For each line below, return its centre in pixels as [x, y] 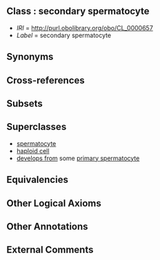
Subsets [24, 104]
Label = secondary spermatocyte [64, 35]
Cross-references [46, 80]
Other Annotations [47, 226]
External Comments [50, 250]
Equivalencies [37, 180]
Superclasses [37, 127]
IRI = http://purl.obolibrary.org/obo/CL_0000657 [84, 28]
